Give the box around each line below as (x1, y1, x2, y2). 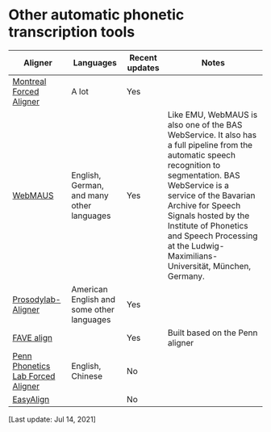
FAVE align (12, 332, 52, 343)
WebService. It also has (167, 129, 257, 141)
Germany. (167, 271, 206, 282)
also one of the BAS (167, 119, 243, 130)
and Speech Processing (167, 230, 258, 241)
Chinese (71, 370, 103, 381)
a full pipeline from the (167, 139, 252, 150)
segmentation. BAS (167, 170, 240, 181)
